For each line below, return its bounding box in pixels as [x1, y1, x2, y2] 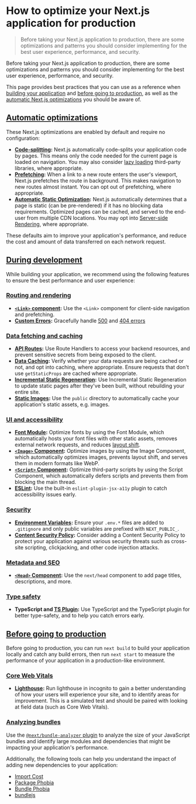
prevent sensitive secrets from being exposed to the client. [14, 351, 157, 358]
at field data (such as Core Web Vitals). [14, 703, 109, 710]
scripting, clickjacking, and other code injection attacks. [25, 544, 160, 551]
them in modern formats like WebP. [14, 460, 99, 467]
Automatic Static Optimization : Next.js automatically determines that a [14, 195, 187, 202]
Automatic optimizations [6, 113, 98, 123]
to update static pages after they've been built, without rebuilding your [14, 382, 185, 390]
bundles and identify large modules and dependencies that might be [6, 737, 171, 744]
